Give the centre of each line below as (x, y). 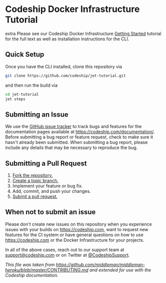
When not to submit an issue (51, 212)
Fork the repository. (33, 175)
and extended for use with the (120, 270)
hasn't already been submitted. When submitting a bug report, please (77, 142)
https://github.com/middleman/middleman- (100, 265)
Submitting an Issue (37, 114)
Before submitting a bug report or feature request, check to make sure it (79, 137)
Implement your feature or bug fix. (48, 186)
